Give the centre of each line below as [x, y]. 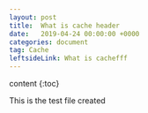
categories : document [49, 42]
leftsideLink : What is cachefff [68, 58]
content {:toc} [34, 83]
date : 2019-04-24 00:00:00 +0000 [74, 34]
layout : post [33, 17]
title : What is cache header [65, 26]
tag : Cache [29, 50]
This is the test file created [57, 101]
